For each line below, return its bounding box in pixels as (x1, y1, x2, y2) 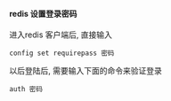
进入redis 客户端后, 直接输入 (9, 29, 113, 40)
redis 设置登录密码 (9, 8, 77, 19)
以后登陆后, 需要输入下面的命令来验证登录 (9, 66, 162, 76)
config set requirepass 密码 (9, 49, 115, 58)
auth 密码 (9, 85, 43, 94)
